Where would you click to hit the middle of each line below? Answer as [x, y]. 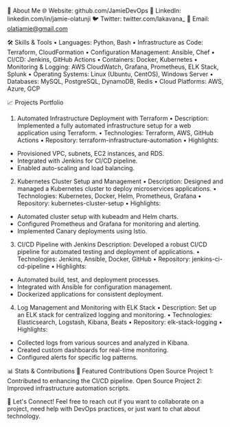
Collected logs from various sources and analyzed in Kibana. [103, 343]
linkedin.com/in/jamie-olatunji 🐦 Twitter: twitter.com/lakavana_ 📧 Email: [108, 19]
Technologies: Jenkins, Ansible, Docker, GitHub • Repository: [104, 259]
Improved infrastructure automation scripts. [69, 388]
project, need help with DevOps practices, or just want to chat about [104, 409]
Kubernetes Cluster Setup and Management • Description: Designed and [120, 181]
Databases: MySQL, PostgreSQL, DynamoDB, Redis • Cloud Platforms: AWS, [115, 81]
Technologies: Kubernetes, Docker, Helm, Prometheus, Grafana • [109, 196]
